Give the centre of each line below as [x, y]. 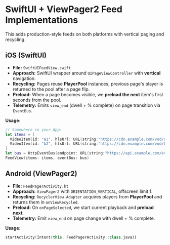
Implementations [42, 20]
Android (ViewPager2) [41, 174]
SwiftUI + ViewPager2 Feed [64, 9]
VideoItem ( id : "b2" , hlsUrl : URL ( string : [54, 144]
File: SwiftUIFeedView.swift [41, 67]
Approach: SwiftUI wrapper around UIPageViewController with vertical [87, 73]
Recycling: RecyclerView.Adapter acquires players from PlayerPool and [87, 196]
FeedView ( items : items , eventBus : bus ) [47, 158]
